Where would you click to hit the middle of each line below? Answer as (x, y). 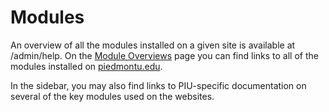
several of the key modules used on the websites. (112, 96)
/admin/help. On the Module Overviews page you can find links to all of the (164, 55)
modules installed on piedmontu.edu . (86, 66)
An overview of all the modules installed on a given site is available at (153, 45)
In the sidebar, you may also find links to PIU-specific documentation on (158, 85)
